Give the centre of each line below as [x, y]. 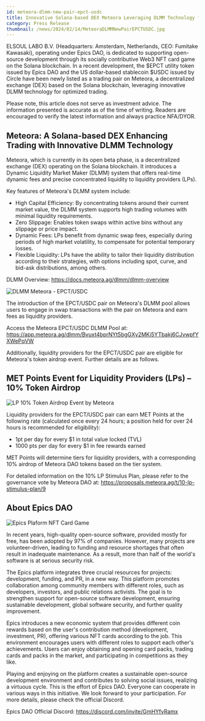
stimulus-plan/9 [26, 489]
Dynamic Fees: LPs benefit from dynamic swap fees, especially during [103, 235]
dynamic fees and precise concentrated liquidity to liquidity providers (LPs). [102, 179]
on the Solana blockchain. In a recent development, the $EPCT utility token [100, 66]
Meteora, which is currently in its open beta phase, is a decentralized [93, 160]
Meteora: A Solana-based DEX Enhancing [87, 136]
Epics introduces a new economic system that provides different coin [93, 623]
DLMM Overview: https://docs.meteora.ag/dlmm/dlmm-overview [88, 280]
